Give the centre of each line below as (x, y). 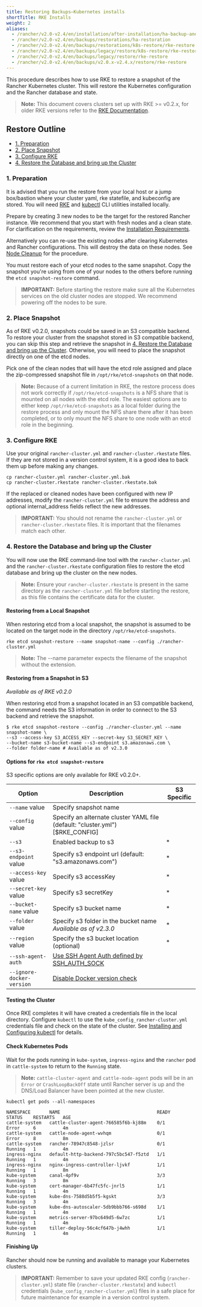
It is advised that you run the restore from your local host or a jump (89, 192)
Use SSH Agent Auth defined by (98, 956)
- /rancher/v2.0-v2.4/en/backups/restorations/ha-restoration (91, 40)
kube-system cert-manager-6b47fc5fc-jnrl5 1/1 (86, 1186)
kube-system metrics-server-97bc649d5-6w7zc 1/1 (86, 1217)
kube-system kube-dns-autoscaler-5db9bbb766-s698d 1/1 (86, 1207)
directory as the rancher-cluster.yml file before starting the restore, (106, 590)
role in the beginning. (47, 425)
